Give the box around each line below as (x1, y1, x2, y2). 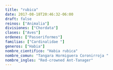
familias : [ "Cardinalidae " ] (5, 39, 65, 44)
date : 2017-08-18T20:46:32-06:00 (5, 12, 74, 17)
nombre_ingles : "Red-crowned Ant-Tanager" (5, 58, 93, 63)
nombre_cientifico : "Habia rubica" (5, 48, 78, 53)
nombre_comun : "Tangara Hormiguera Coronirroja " (5, 53, 109, 58)
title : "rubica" (5, 7, 38, 12)
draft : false (5, 16, 32, 21)
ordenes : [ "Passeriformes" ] (5, 35, 63, 40)
